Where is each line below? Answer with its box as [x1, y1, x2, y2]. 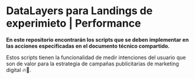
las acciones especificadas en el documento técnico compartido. [6, 42, 170, 50]
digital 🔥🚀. [6, 66, 31, 73]
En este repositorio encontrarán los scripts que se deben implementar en [6, 36, 189, 43]
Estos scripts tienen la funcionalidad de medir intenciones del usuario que [6, 54, 186, 61]
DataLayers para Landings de [6, 4, 153, 18]
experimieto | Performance [6, 17, 141, 30]
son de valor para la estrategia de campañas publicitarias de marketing [6, 60, 179, 67]
